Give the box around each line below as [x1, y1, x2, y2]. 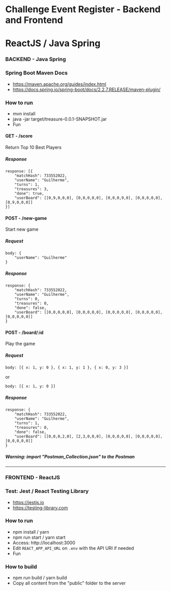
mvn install [12, 110, 36, 116]
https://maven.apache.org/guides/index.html [12, 81, 106, 87]
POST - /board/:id [5, 329, 44, 335]
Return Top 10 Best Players [5, 144, 62, 150]
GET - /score [5, 133, 33, 139]
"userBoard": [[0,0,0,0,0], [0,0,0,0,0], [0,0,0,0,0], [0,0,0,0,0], [14, 310, 163, 315]
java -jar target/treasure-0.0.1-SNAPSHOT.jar [12, 116, 107, 122]
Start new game [5, 226, 39, 232]
